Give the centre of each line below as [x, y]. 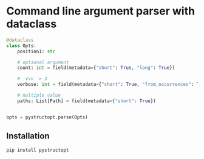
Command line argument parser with [101, 11]
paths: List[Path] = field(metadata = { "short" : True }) [87, 101]
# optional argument [43, 62]
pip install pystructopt [38, 150]
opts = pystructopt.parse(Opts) [47, 117]
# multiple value [39, 96]
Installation [28, 136]
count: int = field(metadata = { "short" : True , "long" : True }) [96, 68]
